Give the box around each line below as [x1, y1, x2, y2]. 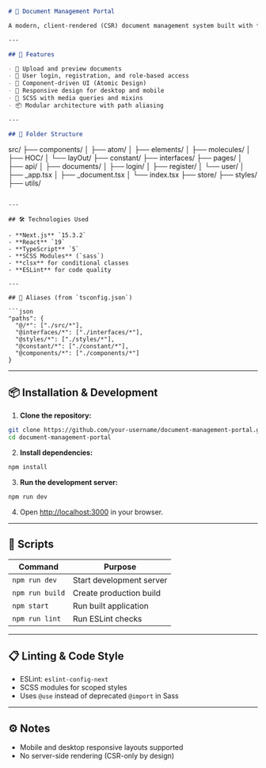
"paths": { [8, 314, 44, 323]
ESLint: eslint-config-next [19, 674, 109, 684]
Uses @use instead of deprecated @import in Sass [19, 691, 180, 701]
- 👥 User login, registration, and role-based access [8, 72, 190, 80]
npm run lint [12, 614, 62, 623]
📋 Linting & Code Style [8, 650, 124, 663]
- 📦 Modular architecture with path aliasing [8, 101, 164, 109]
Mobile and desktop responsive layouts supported [19, 743, 184, 752]
